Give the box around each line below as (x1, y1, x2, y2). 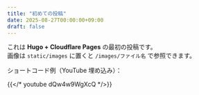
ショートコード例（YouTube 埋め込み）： (7, 67, 123, 75)
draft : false (7, 23, 45, 30)
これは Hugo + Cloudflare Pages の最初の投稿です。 (7, 43, 157, 51)
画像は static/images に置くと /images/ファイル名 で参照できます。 (7, 51, 196, 60)
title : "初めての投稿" (7, 10, 67, 17)
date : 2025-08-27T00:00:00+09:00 (7, 17, 104, 24)
